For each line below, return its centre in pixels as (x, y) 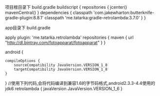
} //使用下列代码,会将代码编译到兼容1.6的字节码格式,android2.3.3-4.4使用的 (80, 83)
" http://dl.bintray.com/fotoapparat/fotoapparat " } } (55, 42)
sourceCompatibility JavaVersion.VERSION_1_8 (61, 65)
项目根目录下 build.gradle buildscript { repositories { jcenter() (66, 7)
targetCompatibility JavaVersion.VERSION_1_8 (61, 69)
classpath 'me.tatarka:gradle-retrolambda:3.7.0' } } (95, 18)
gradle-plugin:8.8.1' (24, 18)
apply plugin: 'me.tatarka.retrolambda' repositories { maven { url (69, 37)
